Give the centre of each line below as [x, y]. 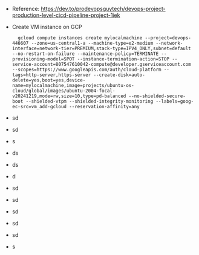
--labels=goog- [175, 102]
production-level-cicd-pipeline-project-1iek [66, 15]
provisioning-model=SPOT [43, 59]
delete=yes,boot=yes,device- [49, 80]
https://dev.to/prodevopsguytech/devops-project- [103, 9]
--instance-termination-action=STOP [123, 59]
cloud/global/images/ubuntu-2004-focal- [64, 91]
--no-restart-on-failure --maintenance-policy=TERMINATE [85, 54]
